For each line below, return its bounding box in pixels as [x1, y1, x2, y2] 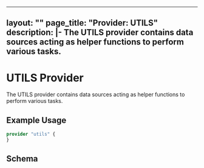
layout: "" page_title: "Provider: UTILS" [6, 18, 158, 28]
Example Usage [6, 115, 67, 125]
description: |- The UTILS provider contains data [6, 27, 194, 38]
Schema [6, 153, 38, 164]
